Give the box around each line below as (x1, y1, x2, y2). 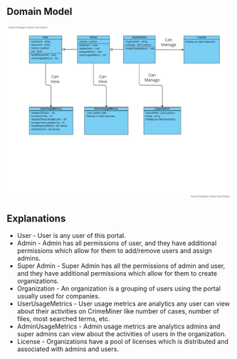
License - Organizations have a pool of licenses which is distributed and (16, 337, 228, 345)
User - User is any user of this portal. (16, 231, 126, 239)
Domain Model (6, 6, 73, 18)
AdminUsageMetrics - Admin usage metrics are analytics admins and (16, 322, 221, 331)
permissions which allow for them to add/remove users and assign (16, 246, 213, 255)
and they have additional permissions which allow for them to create (16, 269, 218, 277)
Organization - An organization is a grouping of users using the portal (16, 284, 221, 293)
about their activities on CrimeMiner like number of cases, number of (16, 306, 220, 316)
